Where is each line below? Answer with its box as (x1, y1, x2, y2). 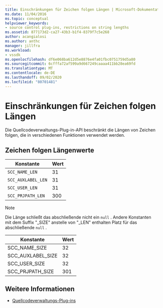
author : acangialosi (5, 35, 47, 39)
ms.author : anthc (5, 39, 40, 44)
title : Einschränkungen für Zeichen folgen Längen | (5, 7, 114, 12)
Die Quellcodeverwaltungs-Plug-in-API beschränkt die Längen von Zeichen (5, 127, 156, 133)
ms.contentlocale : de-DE (5, 71, 55, 75)
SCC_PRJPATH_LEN (7, 193, 45, 199)
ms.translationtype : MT (5, 66, 53, 71)
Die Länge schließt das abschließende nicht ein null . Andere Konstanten (5, 215, 151, 220)
